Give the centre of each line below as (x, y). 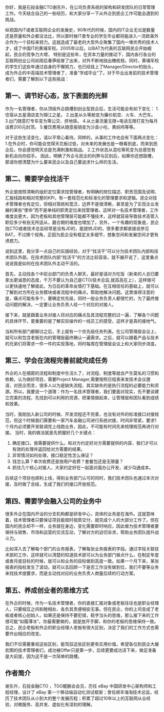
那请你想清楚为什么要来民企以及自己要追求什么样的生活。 (63, 162)
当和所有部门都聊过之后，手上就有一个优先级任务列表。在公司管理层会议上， (82, 331)
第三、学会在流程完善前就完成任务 (56, 361)
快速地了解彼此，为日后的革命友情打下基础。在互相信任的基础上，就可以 (86, 286)
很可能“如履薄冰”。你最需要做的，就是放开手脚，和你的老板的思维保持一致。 (82, 621)
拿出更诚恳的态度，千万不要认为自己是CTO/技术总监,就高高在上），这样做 (78, 280)
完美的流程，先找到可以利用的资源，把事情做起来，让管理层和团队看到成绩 (84, 398)
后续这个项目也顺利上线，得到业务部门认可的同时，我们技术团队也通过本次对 (82, 478)
